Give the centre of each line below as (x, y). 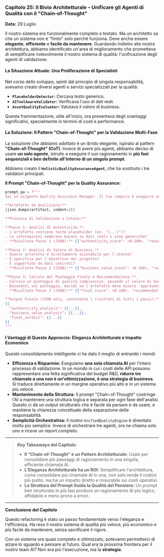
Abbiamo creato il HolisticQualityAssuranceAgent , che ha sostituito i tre (77, 168)
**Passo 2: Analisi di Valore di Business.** (52, 250)
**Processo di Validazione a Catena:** (46, 219)
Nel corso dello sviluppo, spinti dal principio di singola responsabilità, (75, 82)
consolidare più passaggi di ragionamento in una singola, (82, 459)
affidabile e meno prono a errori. (57, 495)
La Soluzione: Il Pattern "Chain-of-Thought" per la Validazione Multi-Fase (81, 132)
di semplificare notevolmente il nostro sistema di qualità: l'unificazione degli (81, 54)
